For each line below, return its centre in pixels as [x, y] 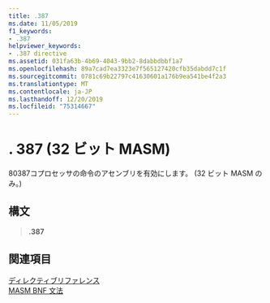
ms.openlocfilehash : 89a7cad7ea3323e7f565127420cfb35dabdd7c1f [118, 69]
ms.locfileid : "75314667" [52, 106]
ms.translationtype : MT [49, 84]
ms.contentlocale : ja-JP [50, 91]
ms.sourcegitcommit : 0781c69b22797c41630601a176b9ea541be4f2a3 [118, 76]
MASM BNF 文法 [36, 290]
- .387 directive [38, 54]
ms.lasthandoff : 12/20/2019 [56, 99]
